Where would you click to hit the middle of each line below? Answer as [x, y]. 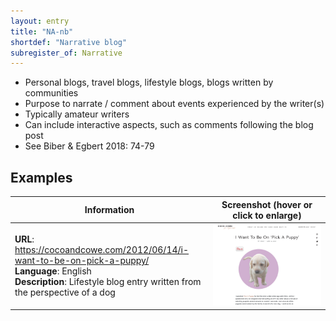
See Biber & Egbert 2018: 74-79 [89, 146]
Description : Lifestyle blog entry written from [108, 282]
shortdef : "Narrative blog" [69, 42]
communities [51, 93]
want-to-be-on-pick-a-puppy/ [82, 261]
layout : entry [40, 21]
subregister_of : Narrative [66, 53]
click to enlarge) [267, 215]
